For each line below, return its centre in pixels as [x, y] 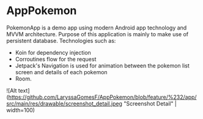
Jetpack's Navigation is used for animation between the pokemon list [102, 66]
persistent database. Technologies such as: [61, 40]
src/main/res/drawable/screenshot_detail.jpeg [64, 103]
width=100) [21, 110]
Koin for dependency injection [53, 52]
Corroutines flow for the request [56, 59]
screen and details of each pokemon [61, 72]
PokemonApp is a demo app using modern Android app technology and [97, 28]
